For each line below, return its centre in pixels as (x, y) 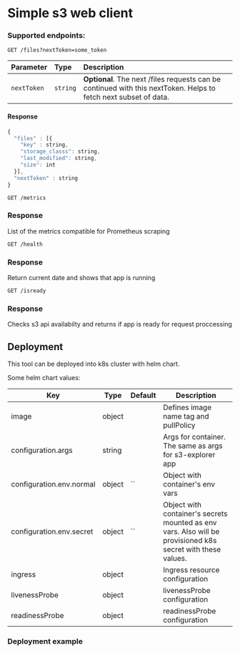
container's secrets (195, 514)
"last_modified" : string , (59, 159)
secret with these (192, 549)
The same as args (193, 446)
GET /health (25, 244)
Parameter (29, 67)
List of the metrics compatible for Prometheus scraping (89, 231)
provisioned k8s (190, 541)
